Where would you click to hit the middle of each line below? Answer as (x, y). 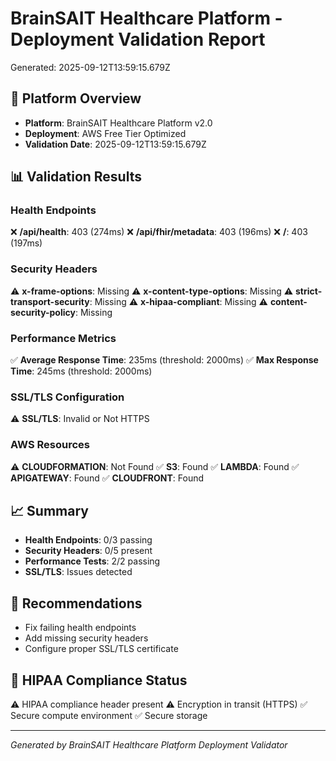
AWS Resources (50, 445)
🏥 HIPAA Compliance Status (99, 680)
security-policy (43, 312)
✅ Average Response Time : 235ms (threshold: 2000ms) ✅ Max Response (164, 360)
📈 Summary (49, 511)
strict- (308, 291)
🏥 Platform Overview (76, 98)
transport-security (50, 301)
